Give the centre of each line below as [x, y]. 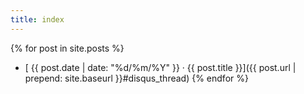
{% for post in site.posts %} [67, 48]
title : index [37, 19]
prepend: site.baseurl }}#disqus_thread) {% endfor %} [136, 78]
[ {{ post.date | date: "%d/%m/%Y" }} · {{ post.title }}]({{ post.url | [160, 67]
